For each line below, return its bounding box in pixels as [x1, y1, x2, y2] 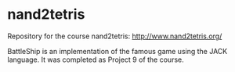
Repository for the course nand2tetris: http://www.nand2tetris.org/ [7, 31, 222, 41]
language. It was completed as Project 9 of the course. [7, 55, 185, 64]
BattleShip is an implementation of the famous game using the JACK [7, 46, 228, 56]
